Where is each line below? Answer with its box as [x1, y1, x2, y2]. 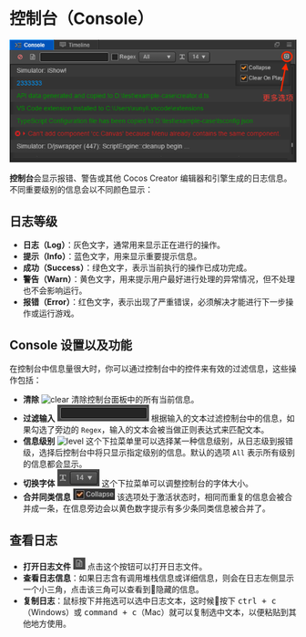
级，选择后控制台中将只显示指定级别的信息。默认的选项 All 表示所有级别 [22, 447, 296, 458]
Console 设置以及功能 [9, 337, 133, 352]
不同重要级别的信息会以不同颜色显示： [9, 184, 153, 195]
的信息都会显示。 [22, 458, 87, 470]
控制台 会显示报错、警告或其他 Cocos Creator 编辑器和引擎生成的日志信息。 [9, 172, 292, 183]
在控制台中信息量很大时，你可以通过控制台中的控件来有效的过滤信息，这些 [9, 363, 289, 374]
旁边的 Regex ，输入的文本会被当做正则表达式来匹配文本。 [54, 424, 270, 435]
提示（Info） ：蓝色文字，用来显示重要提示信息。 [22, 251, 202, 262]
